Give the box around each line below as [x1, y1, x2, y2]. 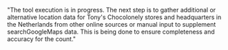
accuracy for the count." [7, 35, 76, 43]
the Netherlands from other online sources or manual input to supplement [7, 21, 216, 28]
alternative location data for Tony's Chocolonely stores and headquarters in [7, 13, 222, 21]
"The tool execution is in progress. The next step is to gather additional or [7, 6, 216, 14]
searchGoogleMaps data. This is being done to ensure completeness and [7, 27, 215, 36]
